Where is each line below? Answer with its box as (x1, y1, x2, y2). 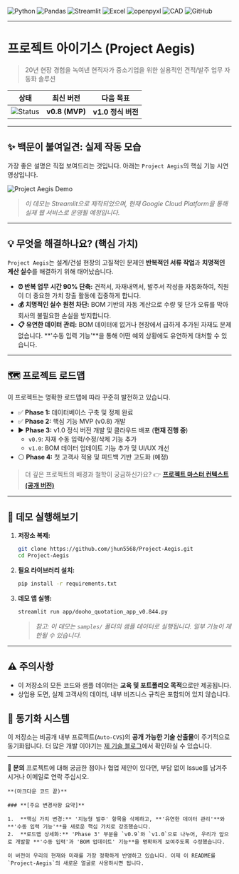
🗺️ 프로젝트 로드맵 (7, 370, 85, 382)
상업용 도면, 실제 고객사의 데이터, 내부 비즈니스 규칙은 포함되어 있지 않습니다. (17, 689, 230, 698)
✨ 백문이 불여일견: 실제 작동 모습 (7, 141, 142, 153)
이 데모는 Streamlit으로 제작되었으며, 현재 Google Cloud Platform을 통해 (24, 199, 228, 208)
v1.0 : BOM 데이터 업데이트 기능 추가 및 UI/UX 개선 (28, 444, 169, 452)
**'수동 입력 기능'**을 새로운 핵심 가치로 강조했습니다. (7, 823, 152, 830)
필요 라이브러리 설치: (17, 566, 75, 574)
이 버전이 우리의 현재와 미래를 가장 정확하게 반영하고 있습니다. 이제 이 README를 (7, 853, 216, 860)
